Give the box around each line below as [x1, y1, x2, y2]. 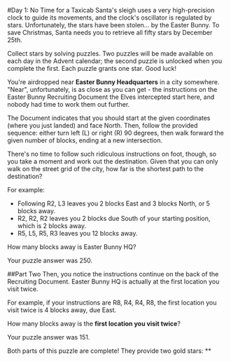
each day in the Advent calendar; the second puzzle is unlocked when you [7, 57, 223, 65]
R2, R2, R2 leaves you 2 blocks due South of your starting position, [17, 214, 211, 222]
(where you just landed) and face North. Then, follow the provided [7, 121, 198, 129]
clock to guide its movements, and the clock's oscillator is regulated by [7, 13, 212, 22]
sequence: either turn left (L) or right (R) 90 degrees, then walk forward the [7, 129, 224, 137]
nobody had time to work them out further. [7, 100, 130, 108]
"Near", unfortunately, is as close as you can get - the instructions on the [7, 86, 218, 93]
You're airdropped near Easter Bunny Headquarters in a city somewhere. [7, 78, 220, 86]
